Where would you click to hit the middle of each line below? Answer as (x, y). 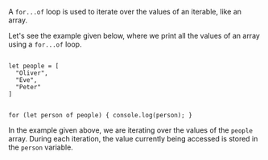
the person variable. (41, 147)
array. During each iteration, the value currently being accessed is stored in (133, 139)
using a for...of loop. (45, 44)
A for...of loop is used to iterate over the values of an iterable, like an (125, 12)
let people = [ (34, 66)
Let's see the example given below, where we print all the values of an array (134, 36)
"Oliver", (32, 73)
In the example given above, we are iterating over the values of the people (131, 130)
